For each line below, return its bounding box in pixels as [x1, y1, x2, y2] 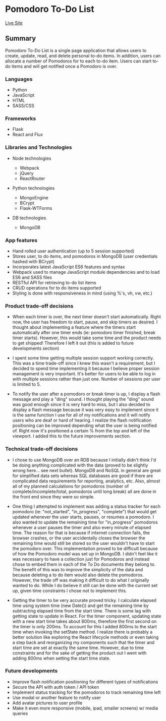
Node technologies [12, 155, 52, 161]
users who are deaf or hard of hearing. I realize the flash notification [12, 418, 152, 423]
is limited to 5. [12, 381, 41, 387]
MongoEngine [19, 194, 49, 200]
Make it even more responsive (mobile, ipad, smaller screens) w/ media [12, 705, 159, 711]
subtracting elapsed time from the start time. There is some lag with [12, 607, 151, 613]
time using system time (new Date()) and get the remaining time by [12, 602, 149, 608]
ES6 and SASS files [12, 274, 52, 280]
